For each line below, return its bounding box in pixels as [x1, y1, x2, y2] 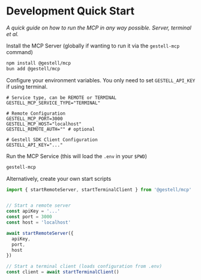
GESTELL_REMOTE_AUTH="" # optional [6, 126, 95, 132]
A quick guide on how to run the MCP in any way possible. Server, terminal [6, 24, 192, 31]
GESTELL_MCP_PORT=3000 [6, 115, 63, 121]
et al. [6, 30, 19, 37]
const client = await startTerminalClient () [6, 269, 119, 275]
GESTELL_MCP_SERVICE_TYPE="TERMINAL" [6, 100, 101, 106]
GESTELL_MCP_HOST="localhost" [6, 121, 82, 127]
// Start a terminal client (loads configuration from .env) [6, 263, 163, 270]
